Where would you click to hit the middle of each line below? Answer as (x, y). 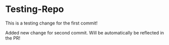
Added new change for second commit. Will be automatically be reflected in (84, 32)
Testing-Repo (35, 9)
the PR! (13, 38)
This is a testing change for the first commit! (52, 23)
